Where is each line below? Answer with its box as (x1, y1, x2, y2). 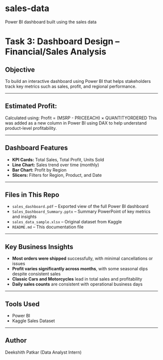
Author (5, 336, 27, 344)
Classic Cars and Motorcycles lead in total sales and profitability (12, 276, 142, 282)
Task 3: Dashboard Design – (5, 36, 120, 47)
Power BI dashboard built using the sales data (5, 19, 97, 25)
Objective (5, 65, 35, 74)
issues (12, 261, 25, 266)
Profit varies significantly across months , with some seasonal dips (12, 266, 148, 272)
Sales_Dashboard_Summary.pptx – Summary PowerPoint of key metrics (12, 209, 151, 215)
